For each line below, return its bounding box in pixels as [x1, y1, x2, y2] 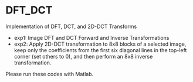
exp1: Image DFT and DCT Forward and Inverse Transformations [13, 34, 170, 41]
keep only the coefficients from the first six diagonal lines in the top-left [13, 46, 187, 53]
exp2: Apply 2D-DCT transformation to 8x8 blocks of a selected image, [13, 40, 187, 47]
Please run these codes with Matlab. [5, 70, 94, 77]
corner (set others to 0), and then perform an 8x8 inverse [13, 53, 153, 60]
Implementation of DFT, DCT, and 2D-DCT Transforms [5, 23, 137, 30]
